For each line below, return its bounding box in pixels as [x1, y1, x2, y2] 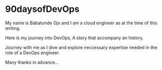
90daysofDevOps [5, 3, 80, 15]
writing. [5, 25, 21, 31]
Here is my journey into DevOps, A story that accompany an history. [5, 35, 144, 41]
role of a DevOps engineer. [5, 50, 60, 56]
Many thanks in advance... [5, 59, 59, 65]
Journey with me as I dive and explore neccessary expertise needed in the [5, 44, 158, 50]
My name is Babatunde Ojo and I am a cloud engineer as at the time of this [5, 20, 158, 26]
